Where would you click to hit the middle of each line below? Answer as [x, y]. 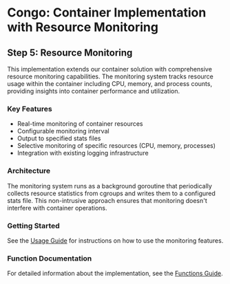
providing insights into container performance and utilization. [94, 91]
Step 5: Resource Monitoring [70, 53]
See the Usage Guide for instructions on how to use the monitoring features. [115, 240]
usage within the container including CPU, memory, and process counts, [109, 84]
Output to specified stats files [59, 138]
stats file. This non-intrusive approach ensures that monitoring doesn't [107, 200]
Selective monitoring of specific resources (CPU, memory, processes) [116, 146]
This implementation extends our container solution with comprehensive [109, 69]
